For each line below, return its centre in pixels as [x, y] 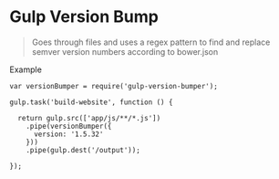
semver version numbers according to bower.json [125, 51]
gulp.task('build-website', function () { [91, 102]
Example [26, 69]
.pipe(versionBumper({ [69, 126]
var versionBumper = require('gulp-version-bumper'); [114, 86]
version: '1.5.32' [68, 134]
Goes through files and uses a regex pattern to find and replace [151, 42]
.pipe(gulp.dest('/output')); [83, 150]
